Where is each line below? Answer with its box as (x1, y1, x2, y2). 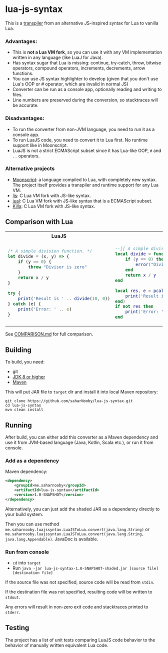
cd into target (12, 560, 41, 566)
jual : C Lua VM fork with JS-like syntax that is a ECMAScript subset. (12, 197, 152, 203)
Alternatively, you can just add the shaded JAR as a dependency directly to (5, 506, 160, 512)
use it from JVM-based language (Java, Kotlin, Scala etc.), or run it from (5, 439, 154, 445)
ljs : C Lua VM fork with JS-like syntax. (12, 192, 91, 198)
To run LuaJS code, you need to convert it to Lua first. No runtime (12, 136, 148, 143)
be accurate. (12, 102, 39, 108)
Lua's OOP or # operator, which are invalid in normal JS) (12, 81, 128, 87)
